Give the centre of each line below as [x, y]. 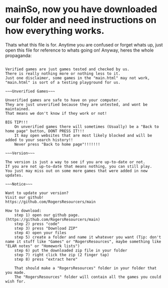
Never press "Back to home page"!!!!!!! [57, 144]
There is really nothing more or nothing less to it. [63, 74]
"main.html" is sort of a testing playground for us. [63, 82]
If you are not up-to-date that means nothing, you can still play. [79, 166]
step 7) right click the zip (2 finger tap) [62, 255]
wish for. [16, 281]
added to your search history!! [39, 140]
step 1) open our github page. [47, 215]
